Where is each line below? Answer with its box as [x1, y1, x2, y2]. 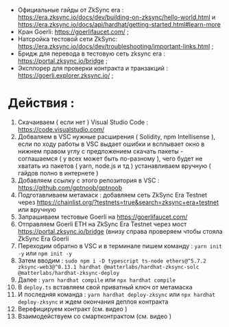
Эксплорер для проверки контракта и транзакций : [17, 64, 169, 72]
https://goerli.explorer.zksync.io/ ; [17, 71, 114, 80]
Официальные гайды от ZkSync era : [17, 6, 124, 14]
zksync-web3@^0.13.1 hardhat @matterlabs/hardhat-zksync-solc [17, 263, 200, 270]
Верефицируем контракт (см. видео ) [17, 304, 128, 313]
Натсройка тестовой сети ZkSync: [17, 35, 118, 43]
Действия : [8, 95, 75, 111]
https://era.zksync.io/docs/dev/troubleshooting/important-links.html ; [17, 43, 214, 50]
